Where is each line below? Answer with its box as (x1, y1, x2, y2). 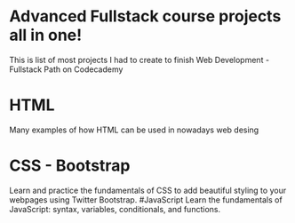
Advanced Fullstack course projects (9, 6, 282, 27)
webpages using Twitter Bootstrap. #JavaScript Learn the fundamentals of (9, 194, 283, 205)
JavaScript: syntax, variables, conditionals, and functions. (9, 203, 220, 214)
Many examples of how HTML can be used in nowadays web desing (9, 124, 259, 135)
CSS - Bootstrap (9, 155, 131, 176)
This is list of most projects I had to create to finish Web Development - (9, 54, 269, 65)
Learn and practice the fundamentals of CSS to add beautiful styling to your (9, 185, 287, 195)
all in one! (9, 25, 83, 45)
